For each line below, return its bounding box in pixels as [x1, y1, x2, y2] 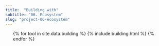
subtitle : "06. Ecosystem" [5, 12, 63, 17]
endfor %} [12, 36, 35, 42]
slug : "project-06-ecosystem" [5, 17, 70, 22]
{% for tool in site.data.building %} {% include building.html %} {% [12, 31, 154, 37]
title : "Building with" [5, 7, 59, 13]
